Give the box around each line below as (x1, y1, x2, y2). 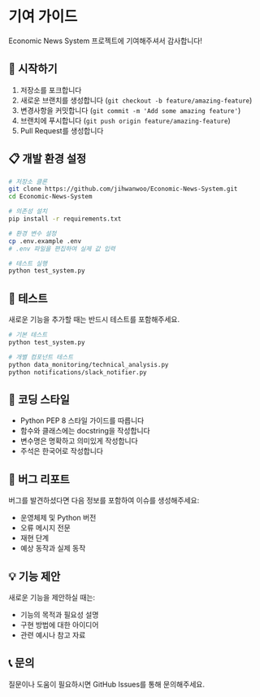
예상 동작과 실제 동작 (19, 543, 86, 553)
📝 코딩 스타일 (8, 392, 71, 407)
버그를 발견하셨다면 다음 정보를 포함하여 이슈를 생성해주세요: (8, 495, 200, 505)
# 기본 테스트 (8, 331, 48, 339)
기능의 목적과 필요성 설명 (19, 609, 99, 619)
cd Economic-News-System (8, 193, 93, 201)
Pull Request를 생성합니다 (19, 125, 104, 135)
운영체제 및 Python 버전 (19, 513, 97, 523)
